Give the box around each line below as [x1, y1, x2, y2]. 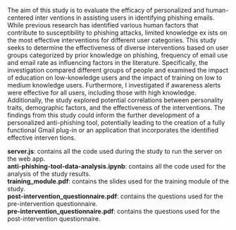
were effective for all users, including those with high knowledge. [7, 88, 197, 97]
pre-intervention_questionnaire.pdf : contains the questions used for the [7, 207, 221, 215]
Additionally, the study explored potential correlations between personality [7, 96, 223, 104]
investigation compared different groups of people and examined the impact [7, 66, 229, 74]
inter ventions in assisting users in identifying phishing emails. [35, 13, 215, 22]
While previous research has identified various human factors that [7, 21, 199, 29]
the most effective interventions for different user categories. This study [7, 36, 217, 44]
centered [7, 13, 34, 22]
